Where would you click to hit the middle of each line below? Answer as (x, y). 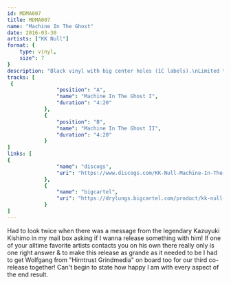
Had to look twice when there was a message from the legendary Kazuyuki (113, 230)
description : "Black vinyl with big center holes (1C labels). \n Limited (113, 71)
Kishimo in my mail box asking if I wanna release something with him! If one (114, 238)
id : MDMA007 (24, 13)
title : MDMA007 (29, 20)
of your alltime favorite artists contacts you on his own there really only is (111, 245)
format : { (21, 45)
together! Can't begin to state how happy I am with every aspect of (124, 267)
